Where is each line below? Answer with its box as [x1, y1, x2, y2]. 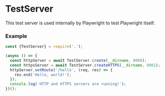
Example [5, 33, 28, 40]
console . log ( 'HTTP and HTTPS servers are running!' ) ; [10, 82, 126, 87]
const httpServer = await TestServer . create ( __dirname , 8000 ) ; [10, 58, 147, 63]
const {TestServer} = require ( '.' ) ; [5, 44, 83, 49]
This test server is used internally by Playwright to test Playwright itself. [5, 20, 155, 26]
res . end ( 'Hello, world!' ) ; [14, 72, 72, 77]
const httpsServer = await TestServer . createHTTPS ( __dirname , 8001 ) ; [10, 62, 160, 68]
